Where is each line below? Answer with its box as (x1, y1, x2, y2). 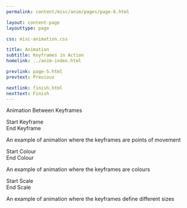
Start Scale (6, 178, 34, 185)
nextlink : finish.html (6, 85, 63, 91)
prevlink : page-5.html (6, 69, 63, 75)
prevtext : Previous (6, 74, 55, 80)
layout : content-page (6, 19, 60, 26)
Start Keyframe (6, 118, 44, 126)
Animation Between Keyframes (6, 107, 82, 114)
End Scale (6, 183, 31, 191)
